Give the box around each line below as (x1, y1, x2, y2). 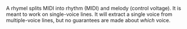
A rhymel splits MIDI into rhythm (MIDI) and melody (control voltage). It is (6, 5, 182, 11)
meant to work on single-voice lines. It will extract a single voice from (6, 11, 173, 18)
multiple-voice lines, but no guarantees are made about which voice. (6, 17, 171, 23)
